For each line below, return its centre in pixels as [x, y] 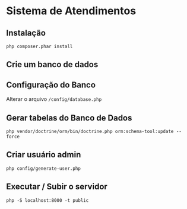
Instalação [26, 33]
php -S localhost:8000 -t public [47, 200]
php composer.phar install [39, 46]
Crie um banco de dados [52, 64]
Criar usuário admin [44, 155]
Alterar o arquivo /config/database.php [54, 99]
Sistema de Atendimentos [71, 11]
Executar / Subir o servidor [57, 187]
